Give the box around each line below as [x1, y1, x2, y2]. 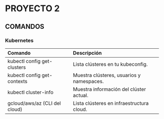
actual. [73, 92, 89, 99]
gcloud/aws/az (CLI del [7, 99, 61, 106]
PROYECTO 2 [5, 3, 60, 14]
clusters [7, 64, 26, 71]
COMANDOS [5, 22, 45, 31]
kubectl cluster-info [7, 89, 54, 96]
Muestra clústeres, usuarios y [73, 72, 141, 79]
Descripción [73, 49, 102, 56]
